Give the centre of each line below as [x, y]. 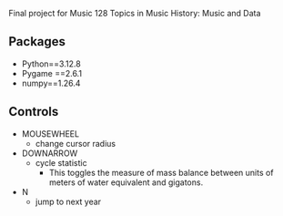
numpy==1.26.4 [51, 83]
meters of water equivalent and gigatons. [126, 182]
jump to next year [68, 201]
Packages [37, 41]
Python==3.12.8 [51, 64]
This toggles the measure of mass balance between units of [161, 172]
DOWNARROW [50, 153]
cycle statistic [61, 162]
